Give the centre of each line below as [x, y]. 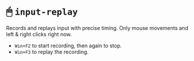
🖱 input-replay [42, 11]
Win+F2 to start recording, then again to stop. [68, 45]
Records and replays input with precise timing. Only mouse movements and [97, 28]
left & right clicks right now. [39, 34]
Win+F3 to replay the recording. [52, 52]
